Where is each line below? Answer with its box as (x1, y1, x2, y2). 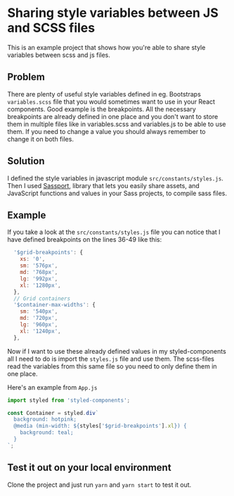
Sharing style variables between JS (7, 5, 219, 21)
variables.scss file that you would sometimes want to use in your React (7, 97, 216, 106)
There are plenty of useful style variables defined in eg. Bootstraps (7, 89, 202, 98)
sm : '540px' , (20, 308, 58, 315)
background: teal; (20, 429, 74, 436)
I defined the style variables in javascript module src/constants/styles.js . (7, 174, 223, 182)
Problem (7, 71, 46, 83)
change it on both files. (7, 135, 74, 143)
